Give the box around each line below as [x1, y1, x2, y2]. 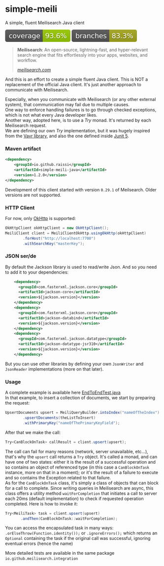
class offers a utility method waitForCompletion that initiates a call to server [5, 490, 158, 496]
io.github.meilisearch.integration [5, 556, 78, 562]
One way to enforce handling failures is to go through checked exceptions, [5, 107, 157, 113]
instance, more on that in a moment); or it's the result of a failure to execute [5, 469, 159, 475]
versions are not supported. [5, 192, 62, 198]
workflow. [17, 57, 37, 63]
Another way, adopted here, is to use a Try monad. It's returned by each [5, 117, 152, 123]
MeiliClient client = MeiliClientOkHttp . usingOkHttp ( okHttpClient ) [5, 230, 147, 236]
